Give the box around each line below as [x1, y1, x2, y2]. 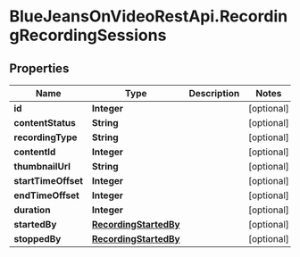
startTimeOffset [13, 175, 83, 187]
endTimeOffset [13, 189, 80, 202]
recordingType [13, 131, 78, 144]
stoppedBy [13, 233, 62, 245]
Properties [9, 61, 70, 76]
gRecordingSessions [9, 25, 167, 46]
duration [13, 203, 51, 216]
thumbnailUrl [13, 161, 71, 172]
